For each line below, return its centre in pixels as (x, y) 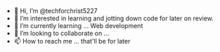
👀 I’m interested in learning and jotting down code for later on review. (114, 18)
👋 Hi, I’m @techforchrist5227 (56, 11)
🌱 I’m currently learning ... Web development (78, 26)
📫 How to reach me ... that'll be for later (72, 41)
